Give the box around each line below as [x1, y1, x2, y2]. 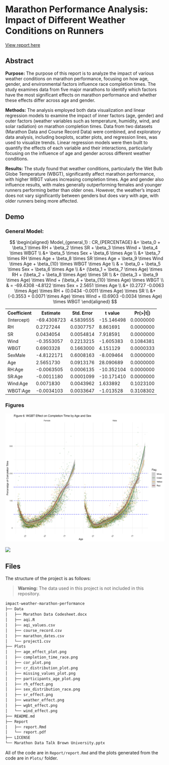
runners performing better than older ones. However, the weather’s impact [5, 187, 160, 193]
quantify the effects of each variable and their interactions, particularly [5, 145, 153, 151]
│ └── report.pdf [5, 730, 47, 735]
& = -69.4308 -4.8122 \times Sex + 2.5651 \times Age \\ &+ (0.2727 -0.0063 [6, 282, 164, 289]
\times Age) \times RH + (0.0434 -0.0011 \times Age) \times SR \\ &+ [14, 288, 156, 294]
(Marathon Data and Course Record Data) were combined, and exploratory [5, 129, 161, 135]
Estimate [41, 310, 61, 316]
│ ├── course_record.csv [5, 628, 62, 633]
